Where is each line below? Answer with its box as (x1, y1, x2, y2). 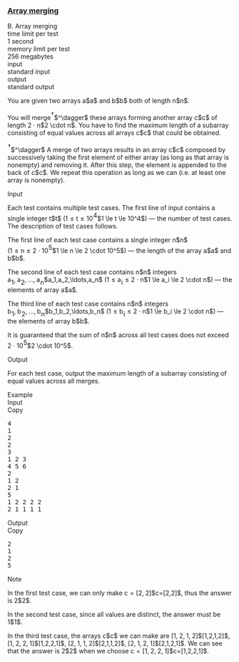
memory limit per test (7, 45, 70, 54)
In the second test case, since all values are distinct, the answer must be (7, 610, 221, 619)
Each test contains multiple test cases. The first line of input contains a (7, 204, 215, 212)
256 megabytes (7, 52, 54, 61)
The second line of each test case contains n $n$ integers (7, 268, 177, 276)
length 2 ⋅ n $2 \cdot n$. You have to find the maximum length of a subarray (7, 121, 229, 130)
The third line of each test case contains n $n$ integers (7, 299, 169, 308)
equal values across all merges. (7, 377, 101, 386)
